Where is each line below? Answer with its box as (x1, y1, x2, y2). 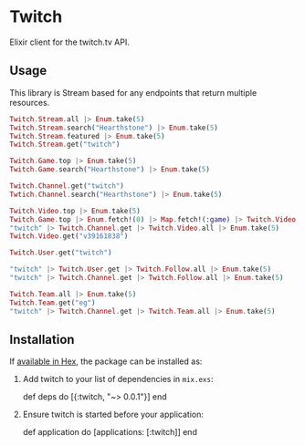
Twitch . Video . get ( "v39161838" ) (9, 232, 129, 241)
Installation (9, 331, 75, 347)
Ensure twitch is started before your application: (22, 409, 204, 420)
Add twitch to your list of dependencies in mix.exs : (22, 374, 214, 385)
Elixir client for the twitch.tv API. (9, 36, 130, 47)
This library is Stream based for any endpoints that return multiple (9, 87, 258, 98)
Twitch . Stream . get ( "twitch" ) (9, 140, 121, 150)
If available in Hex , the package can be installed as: (9, 356, 203, 367)
